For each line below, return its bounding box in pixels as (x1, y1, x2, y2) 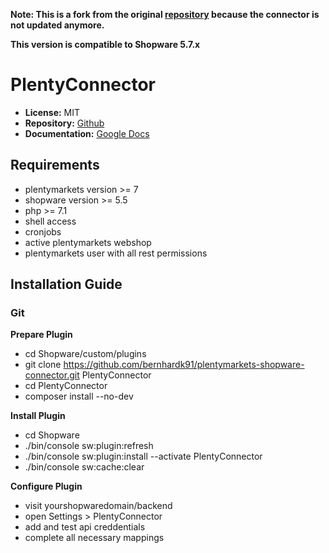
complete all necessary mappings (24, 532, 165, 544)
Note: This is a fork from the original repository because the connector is (10, 9, 320, 20)
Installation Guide (10, 276, 123, 293)
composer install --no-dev (24, 390, 134, 403)
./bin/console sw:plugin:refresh (24, 440, 154, 452)
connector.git (24, 369, 80, 381)
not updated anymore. (10, 19, 105, 31)
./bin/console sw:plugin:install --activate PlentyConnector (24, 450, 263, 463)
